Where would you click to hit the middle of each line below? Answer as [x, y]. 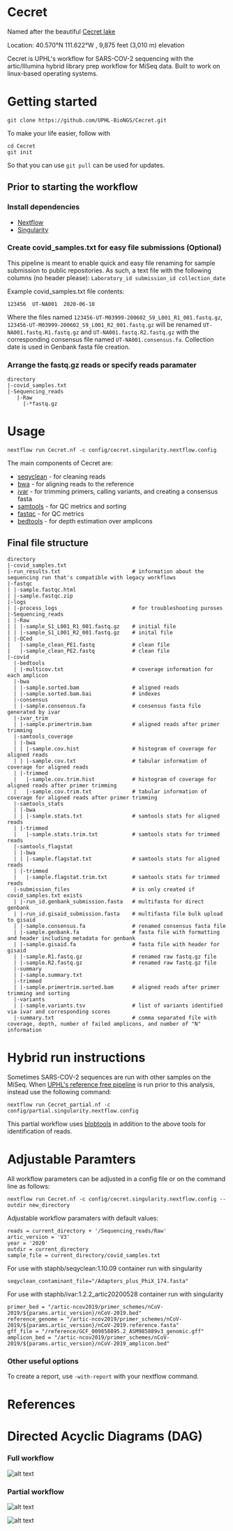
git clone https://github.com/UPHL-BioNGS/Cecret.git [87, 120]
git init [20, 152]
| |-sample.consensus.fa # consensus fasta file [107, 706]
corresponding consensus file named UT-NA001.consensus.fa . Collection [111, 339]
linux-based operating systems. [53, 73]
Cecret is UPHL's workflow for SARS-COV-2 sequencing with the [100, 58]
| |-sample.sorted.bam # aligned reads [96, 688]
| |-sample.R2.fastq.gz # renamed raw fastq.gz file [115, 963]
